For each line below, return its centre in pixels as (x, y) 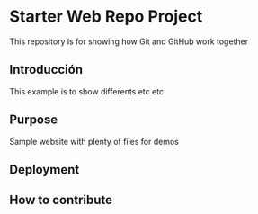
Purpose (34, 120)
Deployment (44, 169)
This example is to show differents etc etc (87, 91)
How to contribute (61, 200)
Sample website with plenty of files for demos (94, 141)
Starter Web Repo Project (106, 17)
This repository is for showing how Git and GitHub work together (129, 41)
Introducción (46, 70)
